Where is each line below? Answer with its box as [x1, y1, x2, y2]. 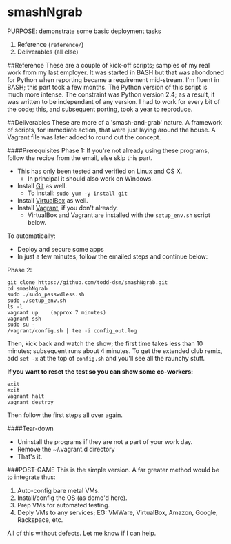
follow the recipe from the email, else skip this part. [7, 153, 153, 162]
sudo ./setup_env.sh [7, 297, 67, 304]
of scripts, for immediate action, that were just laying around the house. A [7, 125, 216, 134]
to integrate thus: [7, 473, 56, 481]
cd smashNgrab [7, 285, 48, 292]
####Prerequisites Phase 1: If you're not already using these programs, [7, 146, 210, 154]
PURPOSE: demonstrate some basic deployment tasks [7, 27, 161, 35]
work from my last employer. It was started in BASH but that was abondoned [7, 68, 224, 77]
